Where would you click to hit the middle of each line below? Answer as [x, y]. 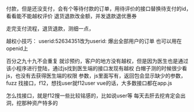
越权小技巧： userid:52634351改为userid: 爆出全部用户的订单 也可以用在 [94, 41]
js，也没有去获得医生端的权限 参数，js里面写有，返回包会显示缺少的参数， [96, 76]
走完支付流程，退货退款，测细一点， [50, 29]
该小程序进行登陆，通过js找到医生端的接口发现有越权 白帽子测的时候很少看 [97, 68]
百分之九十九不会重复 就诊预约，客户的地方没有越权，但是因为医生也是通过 [97, 61]
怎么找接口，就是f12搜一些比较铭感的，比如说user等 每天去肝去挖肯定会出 [96, 95]
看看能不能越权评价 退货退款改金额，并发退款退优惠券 [71, 16]
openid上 [17, 48]
